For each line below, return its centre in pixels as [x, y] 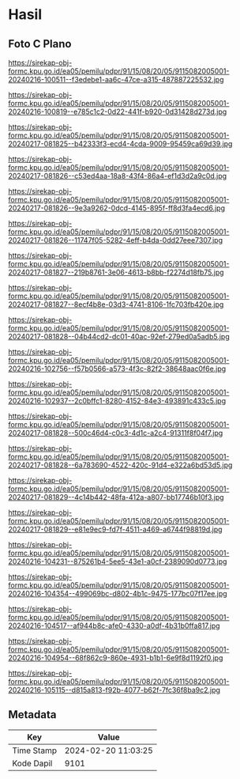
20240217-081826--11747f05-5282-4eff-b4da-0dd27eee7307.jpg [116, 240]
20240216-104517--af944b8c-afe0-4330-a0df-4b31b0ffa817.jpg [114, 626]
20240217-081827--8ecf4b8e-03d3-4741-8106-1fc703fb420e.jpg [116, 304]
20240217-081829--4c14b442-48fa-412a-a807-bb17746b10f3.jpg [116, 497]
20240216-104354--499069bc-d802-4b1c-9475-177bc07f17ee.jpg [118, 594]
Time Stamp [35, 751]
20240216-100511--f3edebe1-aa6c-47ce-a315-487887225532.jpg [116, 79]
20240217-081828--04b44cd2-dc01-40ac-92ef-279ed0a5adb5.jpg [119, 337]
